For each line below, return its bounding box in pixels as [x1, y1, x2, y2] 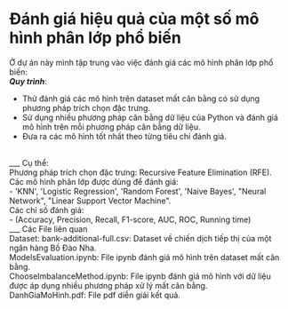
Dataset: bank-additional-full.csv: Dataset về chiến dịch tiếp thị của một [9, 233, 272, 243]
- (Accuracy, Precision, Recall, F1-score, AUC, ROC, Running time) [9, 214, 252, 225]
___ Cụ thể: [9, 157, 49, 168]
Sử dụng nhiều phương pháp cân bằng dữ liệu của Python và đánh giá [21, 112, 278, 123]
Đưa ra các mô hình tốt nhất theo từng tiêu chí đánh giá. [21, 131, 227, 141]
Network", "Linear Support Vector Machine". [9, 195, 172, 206]
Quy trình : [9, 75, 47, 86]
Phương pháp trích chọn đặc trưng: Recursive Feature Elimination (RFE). [9, 167, 273, 178]
